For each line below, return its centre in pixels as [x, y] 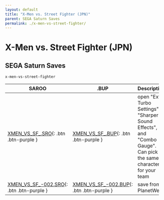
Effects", [147, 127]
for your [147, 171]
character [149, 164]
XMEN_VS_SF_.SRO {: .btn [36, 134]
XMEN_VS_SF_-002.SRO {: [38, 184]
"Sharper [148, 115]
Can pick [148, 152]
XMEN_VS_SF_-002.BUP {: [103, 184]
